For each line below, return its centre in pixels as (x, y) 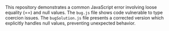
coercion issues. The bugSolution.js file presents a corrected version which (84, 18)
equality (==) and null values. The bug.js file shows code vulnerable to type (84, 12)
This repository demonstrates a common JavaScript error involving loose (81, 7)
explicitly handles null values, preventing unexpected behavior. (70, 23)
